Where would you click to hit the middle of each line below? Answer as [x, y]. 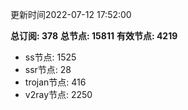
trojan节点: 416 [55, 82]
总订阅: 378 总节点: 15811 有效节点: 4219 [94, 36]
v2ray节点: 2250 [58, 94]
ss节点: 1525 [50, 57]
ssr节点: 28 [48, 69]
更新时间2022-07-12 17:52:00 [71, 14]
